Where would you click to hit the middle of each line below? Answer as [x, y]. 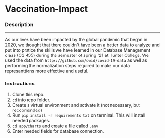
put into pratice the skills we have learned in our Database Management [78, 50]
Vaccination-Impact [47, 9]
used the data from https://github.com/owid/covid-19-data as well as [76, 60]
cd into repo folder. [31, 100]
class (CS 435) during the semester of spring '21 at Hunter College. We [77, 55]
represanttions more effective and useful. [47, 71]
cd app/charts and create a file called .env [55, 126]
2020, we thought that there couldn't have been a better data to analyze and [82, 45]
